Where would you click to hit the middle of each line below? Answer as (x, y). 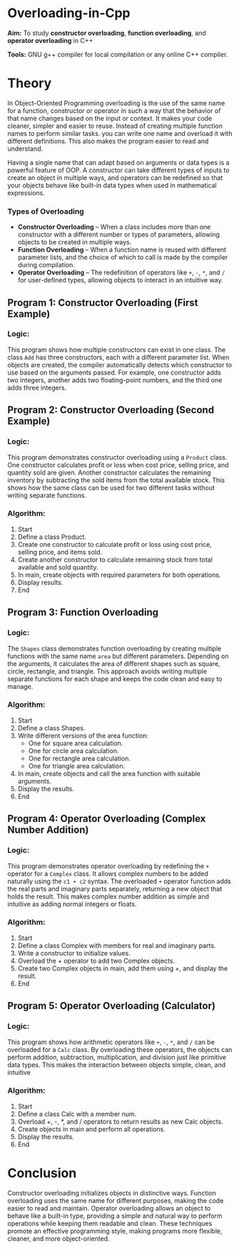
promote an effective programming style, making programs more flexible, (115, 1231)
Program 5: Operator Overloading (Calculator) (112, 1006)
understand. (25, 149)
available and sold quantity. (58, 567)
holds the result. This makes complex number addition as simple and (108, 896)
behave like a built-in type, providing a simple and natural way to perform (115, 1216)
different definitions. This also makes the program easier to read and (108, 141)
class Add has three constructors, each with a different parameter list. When (118, 357)
